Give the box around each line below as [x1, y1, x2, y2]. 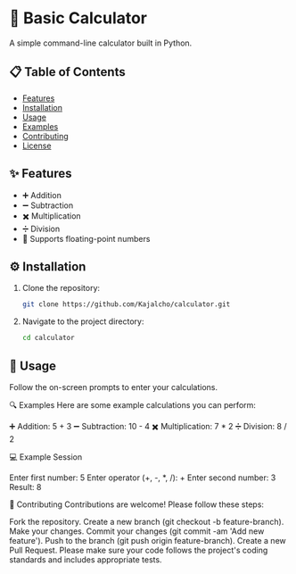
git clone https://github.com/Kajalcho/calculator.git [21, 300, 231, 309]
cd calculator [21, 334, 75, 343]
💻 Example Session [9, 451, 83, 462]
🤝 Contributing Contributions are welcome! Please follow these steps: [9, 499, 265, 510]
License [21, 140, 52, 151]
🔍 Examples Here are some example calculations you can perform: [9, 399, 257, 410]
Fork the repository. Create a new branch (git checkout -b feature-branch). [9, 516, 284, 527]
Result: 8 [9, 481, 42, 492]
